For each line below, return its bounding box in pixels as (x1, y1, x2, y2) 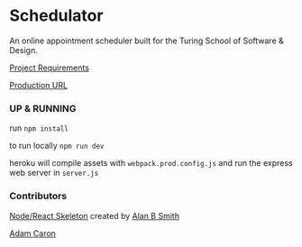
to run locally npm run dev (9, 141, 105, 151)
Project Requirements (9, 62, 90, 73)
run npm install (9, 123, 69, 133)
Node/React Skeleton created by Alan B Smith (9, 210, 180, 221)
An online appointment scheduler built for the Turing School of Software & (9, 35, 284, 46)
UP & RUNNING (9, 102, 77, 114)
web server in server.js (9, 168, 99, 178)
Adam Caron (9, 227, 57, 239)
